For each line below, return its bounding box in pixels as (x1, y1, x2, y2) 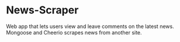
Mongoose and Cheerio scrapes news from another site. (6, 29, 142, 36)
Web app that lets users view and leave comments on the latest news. (6, 23, 174, 30)
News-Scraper (6, 3, 79, 17)
